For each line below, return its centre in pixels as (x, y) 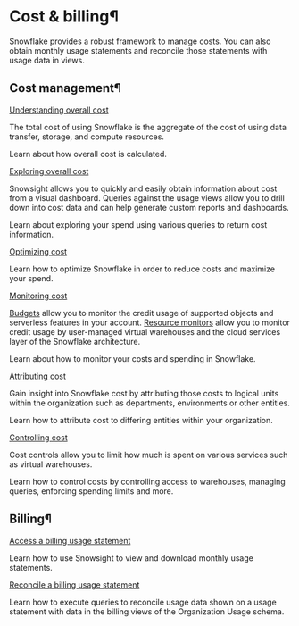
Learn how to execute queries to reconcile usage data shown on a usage (143, 602)
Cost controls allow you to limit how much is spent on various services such (149, 455)
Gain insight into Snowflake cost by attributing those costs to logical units (144, 393)
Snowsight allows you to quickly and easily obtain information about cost (143, 188)
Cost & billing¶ (64, 17)
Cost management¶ (66, 88)
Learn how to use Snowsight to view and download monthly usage (132, 558)
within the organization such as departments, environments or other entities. (149, 403)
